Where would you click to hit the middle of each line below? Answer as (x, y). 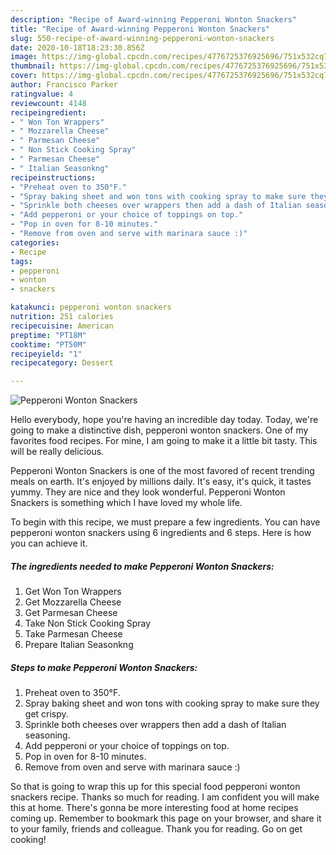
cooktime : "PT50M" (48, 344)
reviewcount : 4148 (48, 103)
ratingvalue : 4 (42, 94)
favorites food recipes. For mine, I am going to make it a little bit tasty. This (164, 441)
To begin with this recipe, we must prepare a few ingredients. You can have (165, 522)
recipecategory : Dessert (62, 363)
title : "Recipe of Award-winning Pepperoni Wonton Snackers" (140, 29)
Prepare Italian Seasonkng (79, 645)
